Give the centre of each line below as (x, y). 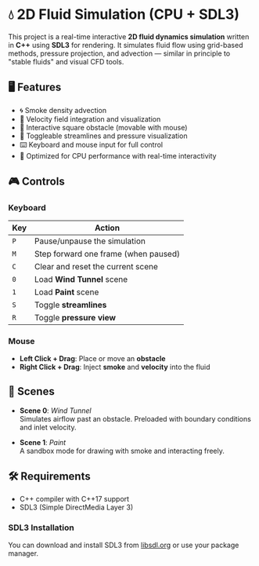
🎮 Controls (36, 182)
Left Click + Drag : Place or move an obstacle (92, 358)
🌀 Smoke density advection (63, 110)
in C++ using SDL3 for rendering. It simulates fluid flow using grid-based (126, 45)
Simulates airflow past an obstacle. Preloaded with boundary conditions (135, 418)
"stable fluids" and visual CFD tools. (66, 61)
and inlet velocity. (48, 427)
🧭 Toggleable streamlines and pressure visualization (103, 136)
